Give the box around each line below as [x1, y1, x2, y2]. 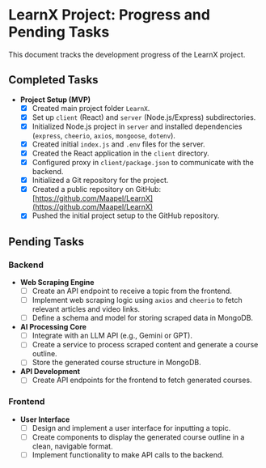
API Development [19, 367, 81, 377]
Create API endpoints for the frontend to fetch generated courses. [32, 375, 252, 385]
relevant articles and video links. [32, 304, 140, 314]
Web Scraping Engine [19, 278, 95, 287]
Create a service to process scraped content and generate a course [32, 340, 259, 350]
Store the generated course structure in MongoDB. [32, 358, 202, 368]
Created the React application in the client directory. [32, 148, 210, 158]
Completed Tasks [8, 73, 99, 87]
